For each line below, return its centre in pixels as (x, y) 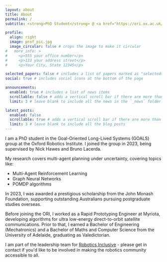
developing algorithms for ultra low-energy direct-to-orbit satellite (73, 219)
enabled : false (25, 115)
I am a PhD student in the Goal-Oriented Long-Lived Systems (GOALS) (77, 138)
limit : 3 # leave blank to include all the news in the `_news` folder (85, 101)
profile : (14, 33)
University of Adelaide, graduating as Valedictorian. (58, 235)
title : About (19, 14)
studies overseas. (23, 204)
